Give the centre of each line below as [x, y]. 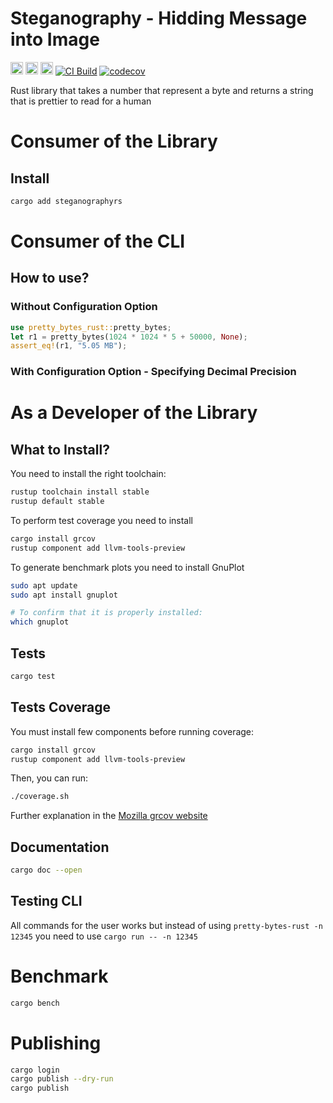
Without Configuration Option [84, 307]
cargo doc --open [46, 870]
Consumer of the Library [114, 141]
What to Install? [60, 449]
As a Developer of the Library [134, 413]
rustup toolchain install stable [80, 492]
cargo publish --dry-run [62, 1079]
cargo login [35, 1070]
